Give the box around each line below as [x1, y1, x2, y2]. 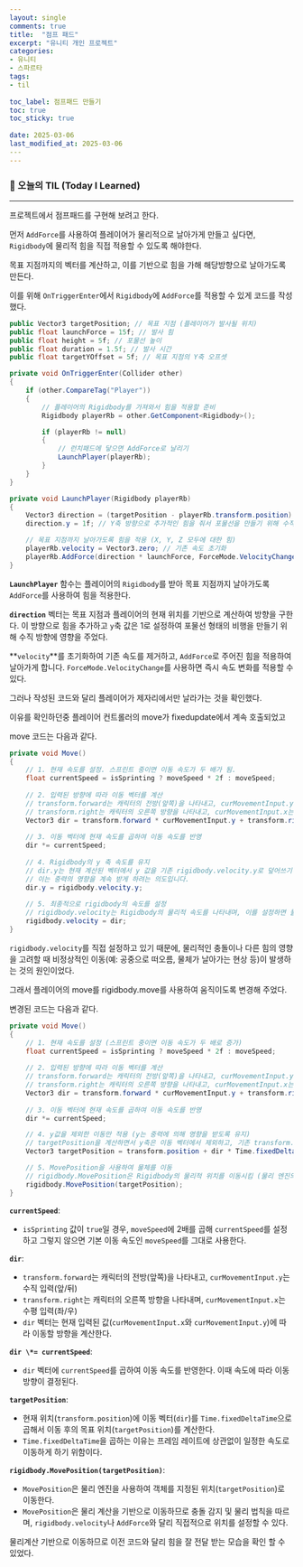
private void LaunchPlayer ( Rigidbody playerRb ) [9, 494, 192, 503]
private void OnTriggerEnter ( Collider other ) [9, 369, 183, 378]
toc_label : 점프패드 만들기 [9, 97, 102, 107]
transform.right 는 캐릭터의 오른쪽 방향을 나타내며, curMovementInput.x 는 [22, 1293, 286, 1305]
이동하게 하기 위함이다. [22, 1446, 103, 1457]
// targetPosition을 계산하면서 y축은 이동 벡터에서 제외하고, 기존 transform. [25, 1139, 295, 1148]
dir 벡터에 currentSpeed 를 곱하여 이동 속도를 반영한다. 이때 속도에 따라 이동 [22, 1365, 290, 1376]
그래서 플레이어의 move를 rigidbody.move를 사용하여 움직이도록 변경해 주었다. [9, 984, 288, 994]
